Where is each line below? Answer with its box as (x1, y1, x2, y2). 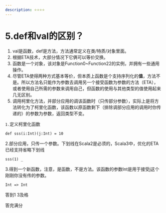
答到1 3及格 (5, 191, 29, 197)
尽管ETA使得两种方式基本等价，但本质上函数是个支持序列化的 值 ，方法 (12, 73, 156, 79)
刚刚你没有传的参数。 (5, 172, 49, 178)
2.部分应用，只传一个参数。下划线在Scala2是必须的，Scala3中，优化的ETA (5, 140, 159, 146)
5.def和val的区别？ (5, 30, 84, 41)
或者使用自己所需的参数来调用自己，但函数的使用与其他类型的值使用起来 (12, 85, 161, 91)
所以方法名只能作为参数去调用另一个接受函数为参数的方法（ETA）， (21, 79, 159, 85)
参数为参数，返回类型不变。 (29, 110, 87, 116)
